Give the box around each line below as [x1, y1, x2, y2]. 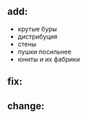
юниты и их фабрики [17, 55, 80, 63]
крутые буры [17, 24, 57, 33]
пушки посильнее [17, 47, 72, 56]
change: [7, 100, 45, 112]
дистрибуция [17, 32, 58, 41]
